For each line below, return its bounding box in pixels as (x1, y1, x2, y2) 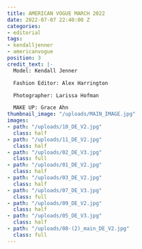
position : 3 (7, 55, 41, 62)
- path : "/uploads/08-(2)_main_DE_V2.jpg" (7, 225, 130, 232)
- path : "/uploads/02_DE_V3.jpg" (7, 148, 102, 156)
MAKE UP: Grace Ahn (13, 104, 69, 112)
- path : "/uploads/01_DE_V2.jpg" (7, 161, 102, 168)
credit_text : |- (7, 61, 53, 68)
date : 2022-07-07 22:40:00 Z (7, 16, 90, 23)
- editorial (7, 29, 41, 36)
